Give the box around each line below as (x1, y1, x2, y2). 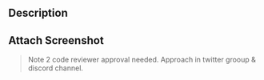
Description (8, 6, 68, 20)
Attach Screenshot (8, 34, 104, 47)
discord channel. (27, 63, 84, 73)
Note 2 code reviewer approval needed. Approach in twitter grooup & (27, 55, 256, 65)
